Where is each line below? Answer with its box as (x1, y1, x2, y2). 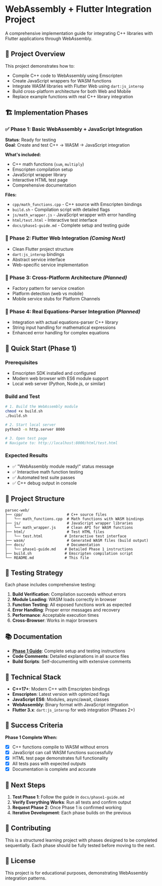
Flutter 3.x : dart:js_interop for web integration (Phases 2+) (12, 707, 135, 713)
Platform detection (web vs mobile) (12, 290, 84, 297)
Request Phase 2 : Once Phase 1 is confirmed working (12, 804, 122, 810)
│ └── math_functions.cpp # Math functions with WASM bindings (5, 516, 144, 522)
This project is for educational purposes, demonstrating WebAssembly (5, 870, 148, 876)
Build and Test (5, 393, 40, 400)
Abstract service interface (12, 256, 65, 262)
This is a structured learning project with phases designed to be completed (5, 837, 158, 843)
